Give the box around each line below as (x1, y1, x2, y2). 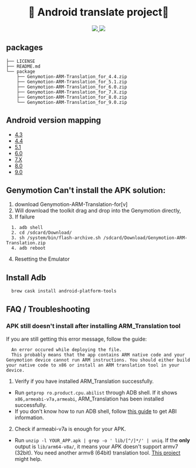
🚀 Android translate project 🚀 (28, 6, 169, 19)
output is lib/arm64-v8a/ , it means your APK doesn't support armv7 (14, 443, 178, 450)
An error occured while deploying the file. (11, 346, 122, 352)
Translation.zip (6, 240, 46, 246)
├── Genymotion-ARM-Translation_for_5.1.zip (16, 79, 127, 85)
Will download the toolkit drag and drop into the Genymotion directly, (14, 207, 181, 214)
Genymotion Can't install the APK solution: (6, 185, 166, 195)
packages (6, 43, 43, 53)
